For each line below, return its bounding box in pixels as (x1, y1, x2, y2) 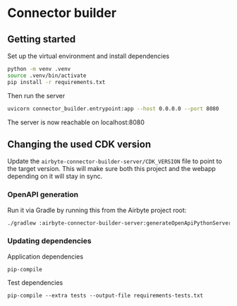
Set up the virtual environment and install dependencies (7, 52, 170, 60)
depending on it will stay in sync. (7, 172, 103, 181)
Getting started (7, 33, 76, 45)
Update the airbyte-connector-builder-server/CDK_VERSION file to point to (7, 157, 222, 165)
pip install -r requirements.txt (7, 78, 106, 86)
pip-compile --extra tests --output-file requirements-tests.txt (7, 292, 203, 299)
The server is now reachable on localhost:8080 (7, 118, 145, 126)
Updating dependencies (7, 236, 92, 246)
